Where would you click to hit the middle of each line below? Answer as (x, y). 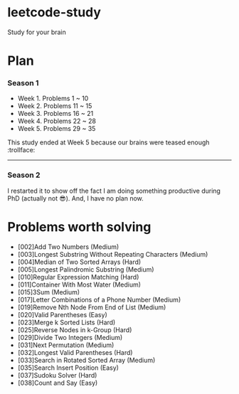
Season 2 (24, 175)
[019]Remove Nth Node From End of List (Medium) (92, 307)
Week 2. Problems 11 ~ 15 (55, 106)
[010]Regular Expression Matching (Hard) (78, 277)
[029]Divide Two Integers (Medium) (70, 337)
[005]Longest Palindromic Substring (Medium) (86, 269)
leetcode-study (54, 12)
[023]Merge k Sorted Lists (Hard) (67, 322)
